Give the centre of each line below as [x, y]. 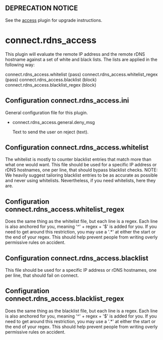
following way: [20, 65]
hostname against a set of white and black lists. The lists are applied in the [81, 59]
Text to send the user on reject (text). [50, 132]
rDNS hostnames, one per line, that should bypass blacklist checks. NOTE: [81, 170]
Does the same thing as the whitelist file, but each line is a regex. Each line [81, 222]
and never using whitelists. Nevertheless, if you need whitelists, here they [81, 181]
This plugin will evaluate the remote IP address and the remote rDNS [75, 54]
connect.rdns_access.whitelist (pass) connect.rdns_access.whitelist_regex [81, 74]
